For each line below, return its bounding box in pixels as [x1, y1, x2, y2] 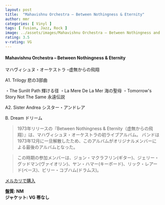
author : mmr [5, 16, 30, 21]
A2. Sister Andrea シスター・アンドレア [5, 104, 85, 110]
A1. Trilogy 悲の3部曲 [5, 77, 48, 83]
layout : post [5, 7, 32, 12]
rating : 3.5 [5, 35, 30, 40]
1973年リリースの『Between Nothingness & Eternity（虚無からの [17, 125, 149, 132]
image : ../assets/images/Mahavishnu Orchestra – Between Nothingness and [5, 30, 161, 35]
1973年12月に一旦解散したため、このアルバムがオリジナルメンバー [17, 137, 153, 144]
